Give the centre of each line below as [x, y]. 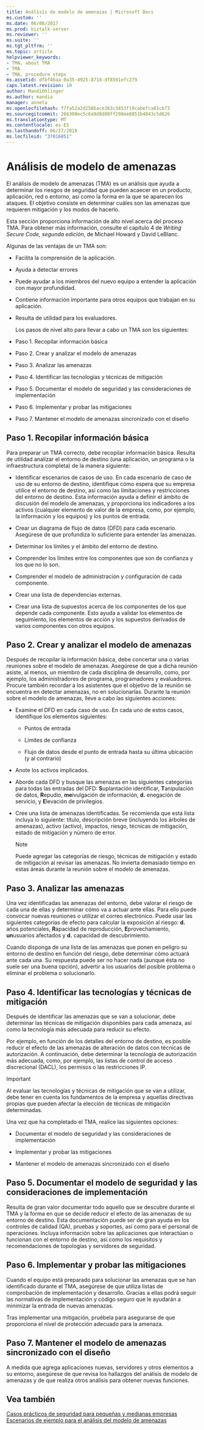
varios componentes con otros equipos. [65, 625]
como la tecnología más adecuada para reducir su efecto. [79, 1029]
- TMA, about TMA [28, 63]
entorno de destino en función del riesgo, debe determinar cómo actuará [98, 954]
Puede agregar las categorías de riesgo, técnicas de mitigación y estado [106, 856]
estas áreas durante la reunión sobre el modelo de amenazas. [93, 869]
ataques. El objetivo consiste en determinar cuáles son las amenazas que [98, 203]
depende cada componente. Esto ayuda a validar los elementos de [99, 613]
